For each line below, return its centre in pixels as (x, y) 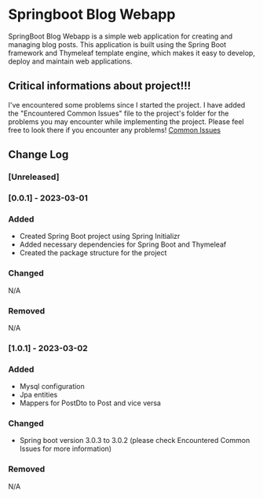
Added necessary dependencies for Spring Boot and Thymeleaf (123, 244)
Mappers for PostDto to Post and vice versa (90, 403)
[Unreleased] (34, 177)
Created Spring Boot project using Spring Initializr (100, 236)
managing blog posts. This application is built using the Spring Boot (117, 44)
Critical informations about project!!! (100, 86)
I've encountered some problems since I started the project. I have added (127, 104)
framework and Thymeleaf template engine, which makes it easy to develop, (131, 53)
